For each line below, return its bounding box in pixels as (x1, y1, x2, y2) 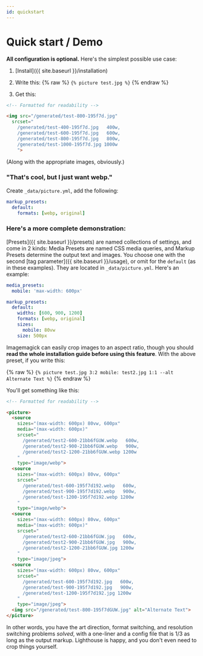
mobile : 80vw (22, 327, 56, 333)
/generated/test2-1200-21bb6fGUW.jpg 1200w (22, 545, 135, 551)
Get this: (15, 91, 36, 98)
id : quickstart (6, 9, 45, 15)
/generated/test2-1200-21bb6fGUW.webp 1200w (22, 449, 137, 455)
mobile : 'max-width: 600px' (12, 288, 83, 294)
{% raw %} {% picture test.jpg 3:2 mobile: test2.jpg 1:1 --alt (6, 368, 174, 375)
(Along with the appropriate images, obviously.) (6, 158, 125, 165)
